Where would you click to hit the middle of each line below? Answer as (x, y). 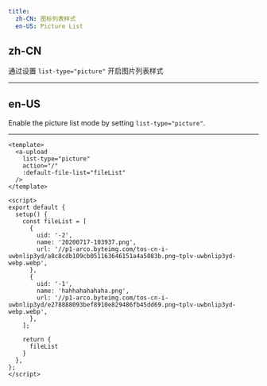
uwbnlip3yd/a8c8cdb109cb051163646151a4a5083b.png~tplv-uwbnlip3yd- (122, 257)
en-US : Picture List (49, 26)
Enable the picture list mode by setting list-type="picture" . (107, 123)
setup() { (31, 214)
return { (37, 340)
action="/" (41, 166)
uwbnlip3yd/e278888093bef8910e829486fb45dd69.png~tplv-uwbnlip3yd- (122, 305)
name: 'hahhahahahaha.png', (83, 291)
